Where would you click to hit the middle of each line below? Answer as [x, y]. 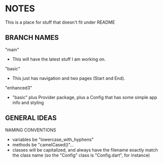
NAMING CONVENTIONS [31, 130]
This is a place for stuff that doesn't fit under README [60, 22]
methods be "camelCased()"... [43, 145]
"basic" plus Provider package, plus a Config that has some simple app [84, 97]
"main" [12, 49]
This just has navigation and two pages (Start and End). [69, 78]
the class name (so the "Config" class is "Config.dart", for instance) [81, 155]
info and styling [28, 102]
